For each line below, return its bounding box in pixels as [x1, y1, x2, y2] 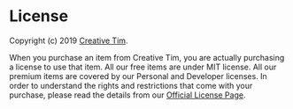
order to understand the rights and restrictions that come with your [9, 80, 253, 91]
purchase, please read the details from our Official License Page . [9, 90, 246, 100]
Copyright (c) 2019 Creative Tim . [9, 35, 128, 46]
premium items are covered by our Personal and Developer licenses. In [9, 70, 267, 81]
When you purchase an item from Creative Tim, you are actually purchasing [9, 52, 285, 62]
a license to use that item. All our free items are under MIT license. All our [9, 62, 277, 72]
